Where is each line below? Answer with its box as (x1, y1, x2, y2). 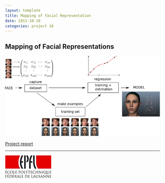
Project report (5, 141, 33, 147)
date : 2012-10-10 (5, 18, 41, 23)
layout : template (5, 8, 41, 13)
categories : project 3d (5, 24, 54, 29)
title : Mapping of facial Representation (5, 13, 91, 18)
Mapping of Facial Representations (5, 42, 114, 51)
